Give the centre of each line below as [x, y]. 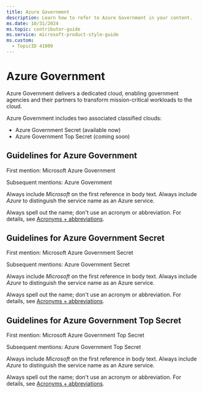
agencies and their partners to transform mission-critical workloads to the [99, 100]
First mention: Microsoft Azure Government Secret [70, 253]
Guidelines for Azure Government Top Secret [94, 321]
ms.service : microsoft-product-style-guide [63, 35]
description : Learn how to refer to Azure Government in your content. [99, 18]
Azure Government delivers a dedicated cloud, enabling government [93, 93]
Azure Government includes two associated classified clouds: [84, 118]
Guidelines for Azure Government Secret [86, 238]
